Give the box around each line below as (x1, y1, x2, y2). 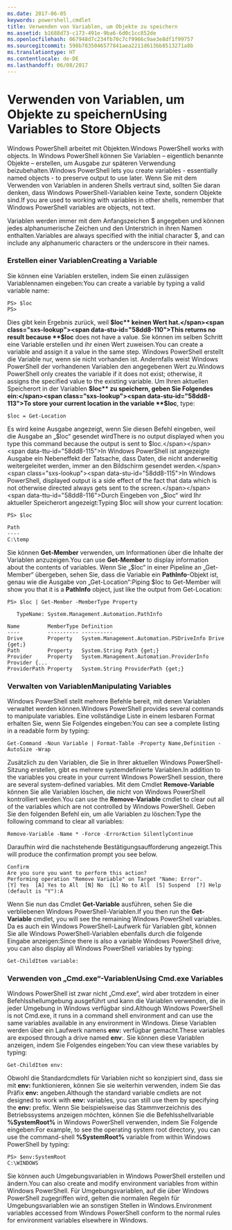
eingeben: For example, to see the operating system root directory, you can (7, 1125, 221, 1134)
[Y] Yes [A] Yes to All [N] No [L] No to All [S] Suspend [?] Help (7, 882, 222, 889)
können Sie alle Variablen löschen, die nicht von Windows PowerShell (7, 788, 206, 796)
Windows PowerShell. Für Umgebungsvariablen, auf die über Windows (7, 1187, 209, 1195)
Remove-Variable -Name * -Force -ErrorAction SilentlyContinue (7, 830, 194, 838)
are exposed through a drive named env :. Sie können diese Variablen (7, 1034, 204, 1042)
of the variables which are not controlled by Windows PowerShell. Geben (7, 803, 216, 811)
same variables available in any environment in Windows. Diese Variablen (7, 1019, 217, 1027)
